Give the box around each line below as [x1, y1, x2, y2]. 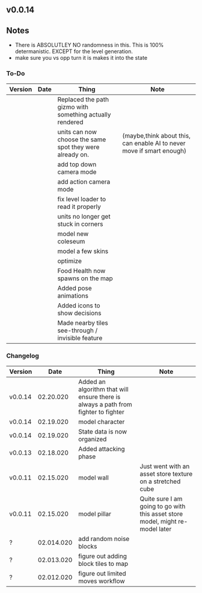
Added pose [57, 284, 92, 292]
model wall [78, 473, 109, 482]
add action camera [57, 178, 111, 186]
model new [57, 229, 89, 238]
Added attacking [78, 444, 125, 453]
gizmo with [57, 103, 89, 111]
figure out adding [78, 552, 127, 560]
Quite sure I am [139, 495, 183, 503]
